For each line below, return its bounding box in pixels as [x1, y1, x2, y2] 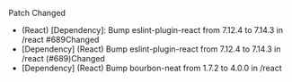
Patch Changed [8, 8, 66, 18]
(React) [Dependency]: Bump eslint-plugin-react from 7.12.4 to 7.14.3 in [21, 25, 284, 35]
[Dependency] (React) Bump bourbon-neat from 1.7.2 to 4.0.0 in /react [21, 62, 282, 73]
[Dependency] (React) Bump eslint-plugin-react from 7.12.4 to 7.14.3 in [21, 44, 281, 54]
